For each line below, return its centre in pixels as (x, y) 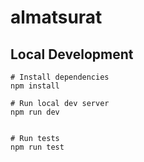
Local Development (72, 54)
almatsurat (56, 17)
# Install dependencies (60, 77)
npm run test (37, 147)
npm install (35, 86)
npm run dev (35, 112)
